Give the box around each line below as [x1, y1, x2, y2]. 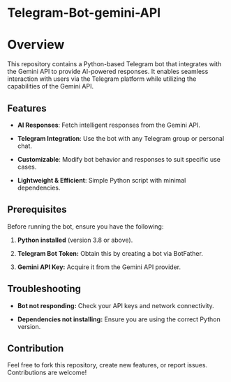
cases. [17, 162, 37, 171]
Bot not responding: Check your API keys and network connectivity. [17, 301, 214, 310]
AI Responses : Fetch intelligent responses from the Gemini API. [17, 121, 201, 129]
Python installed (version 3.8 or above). [17, 236, 133, 244]
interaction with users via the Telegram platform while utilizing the [7, 75, 197, 83]
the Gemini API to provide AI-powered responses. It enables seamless [7, 68, 209, 76]
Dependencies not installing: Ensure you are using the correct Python [17, 315, 221, 323]
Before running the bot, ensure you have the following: [7, 222, 164, 231]
